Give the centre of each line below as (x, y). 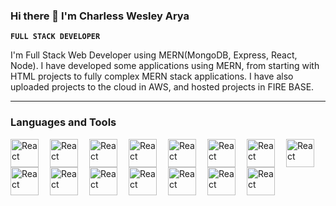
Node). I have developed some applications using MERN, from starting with (165, 66)
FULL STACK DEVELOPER (55, 37)
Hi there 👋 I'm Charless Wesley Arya (100, 16)
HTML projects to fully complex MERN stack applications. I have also (152, 76)
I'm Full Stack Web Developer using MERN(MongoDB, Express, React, (154, 55)
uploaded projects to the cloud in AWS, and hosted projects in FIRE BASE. (162, 87)
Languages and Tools (63, 122)
